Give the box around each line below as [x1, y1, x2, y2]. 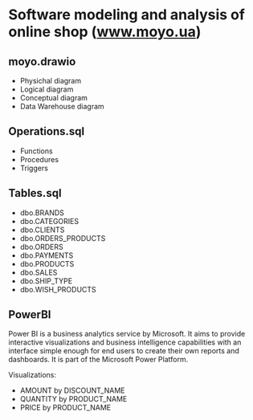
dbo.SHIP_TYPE [19, 275, 73, 286]
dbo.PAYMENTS [19, 251, 74, 260]
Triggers [19, 163, 48, 173]
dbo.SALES [19, 267, 58, 277]
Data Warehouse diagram [19, 102, 104, 111]
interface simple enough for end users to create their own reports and [8, 346, 239, 356]
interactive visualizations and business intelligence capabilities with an [8, 337, 242, 347]
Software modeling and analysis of [8, 6, 245, 24]
